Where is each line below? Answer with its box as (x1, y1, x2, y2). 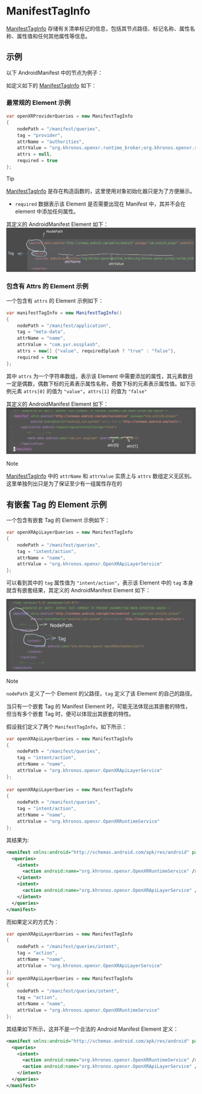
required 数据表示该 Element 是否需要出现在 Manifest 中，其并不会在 (14, 200, 186, 207)
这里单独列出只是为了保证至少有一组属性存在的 (6, 480, 122, 487)
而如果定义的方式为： (6, 918, 59, 925)
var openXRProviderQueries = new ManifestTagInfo (6, 113, 133, 119)
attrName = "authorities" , (17, 139, 85, 145)
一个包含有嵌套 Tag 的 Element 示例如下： (6, 517, 110, 524)
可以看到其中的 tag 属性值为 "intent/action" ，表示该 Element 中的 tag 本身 (6, 579, 194, 586)
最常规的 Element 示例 (6, 98, 71, 107)
